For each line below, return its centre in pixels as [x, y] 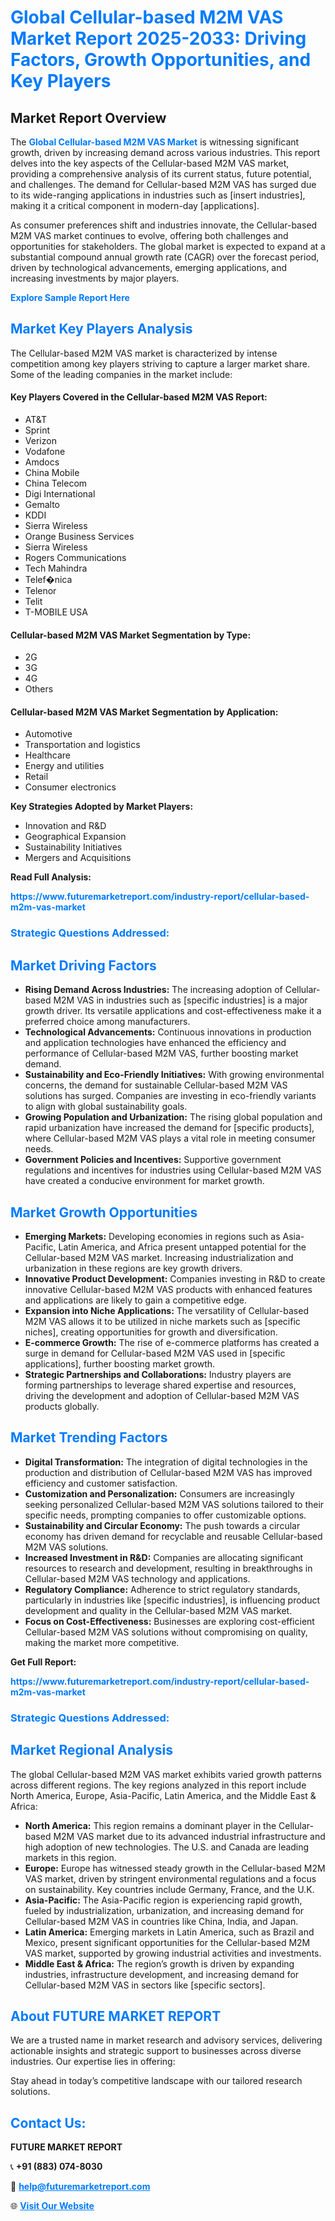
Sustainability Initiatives [73, 847]
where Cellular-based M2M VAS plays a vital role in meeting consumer [170, 1138]
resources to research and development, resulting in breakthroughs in [168, 1568]
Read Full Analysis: [51, 877]
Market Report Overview [88, 117]
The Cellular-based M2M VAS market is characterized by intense [144, 353]
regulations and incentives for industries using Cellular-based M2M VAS [173, 1170]
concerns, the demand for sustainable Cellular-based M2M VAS [156, 1085]
